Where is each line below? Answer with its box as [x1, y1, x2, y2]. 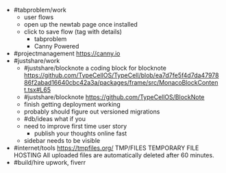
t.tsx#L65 [23, 85, 51, 94]
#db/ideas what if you [23, 115, 86, 122]
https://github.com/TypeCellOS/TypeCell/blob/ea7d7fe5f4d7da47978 [23, 71, 219, 79]
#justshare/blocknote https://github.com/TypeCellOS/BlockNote [23, 93, 205, 101]
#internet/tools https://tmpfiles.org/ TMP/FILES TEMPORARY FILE [13, 144, 199, 152]
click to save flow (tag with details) [23, 27, 122, 36]
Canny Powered [34, 42, 79, 50]
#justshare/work [13, 57, 60, 64]
